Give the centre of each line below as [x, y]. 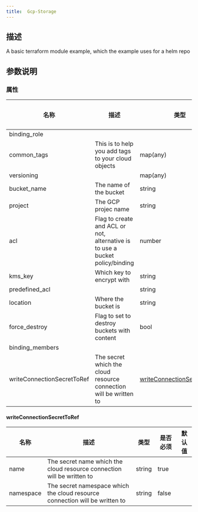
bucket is [107, 307]
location [20, 302]
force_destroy [28, 327]
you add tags [113, 151]
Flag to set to [113, 316]
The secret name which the [85, 461]
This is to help [114, 144]
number [150, 241]
